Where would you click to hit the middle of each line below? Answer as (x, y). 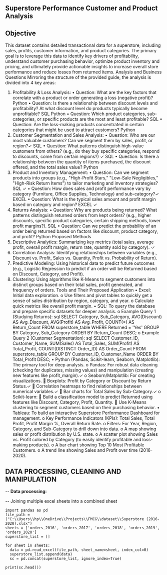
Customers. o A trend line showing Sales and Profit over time (75, 450)
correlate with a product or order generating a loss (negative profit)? (83, 98)
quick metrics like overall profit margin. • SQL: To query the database (84, 306)
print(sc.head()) (23, 567)
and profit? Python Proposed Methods (52, 237)
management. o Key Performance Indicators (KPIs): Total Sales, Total (83, 418)
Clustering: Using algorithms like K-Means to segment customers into (84, 279)
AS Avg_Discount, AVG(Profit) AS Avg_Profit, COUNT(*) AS (73, 322)
